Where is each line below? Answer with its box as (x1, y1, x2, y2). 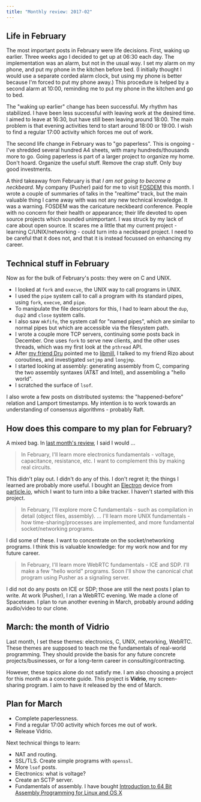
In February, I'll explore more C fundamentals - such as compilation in (20, 506, 193, 513)
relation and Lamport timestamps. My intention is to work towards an (6, 400, 176, 407)
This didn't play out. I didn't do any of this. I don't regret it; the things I (6, 475, 179, 483)
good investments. (6, 166, 52, 173)
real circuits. (20, 464, 52, 471)
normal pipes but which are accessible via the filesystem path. (14, 325, 170, 332)
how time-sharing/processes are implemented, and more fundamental (20, 519, 194, 526)
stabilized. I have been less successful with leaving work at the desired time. (6, 109, 196, 117)
